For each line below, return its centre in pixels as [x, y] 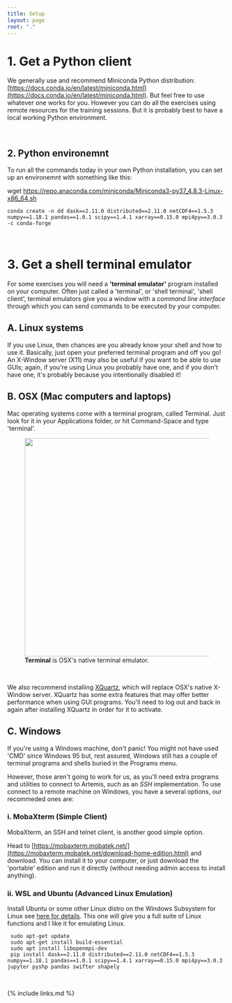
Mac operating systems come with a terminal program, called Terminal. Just [116, 413]
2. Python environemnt [58, 153]
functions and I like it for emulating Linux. [66, 923]
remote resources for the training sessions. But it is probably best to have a [115, 110]
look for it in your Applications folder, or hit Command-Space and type [108, 420]
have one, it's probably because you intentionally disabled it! [94, 374]
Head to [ [21, 845]
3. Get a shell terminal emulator [100, 264]
